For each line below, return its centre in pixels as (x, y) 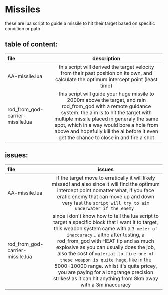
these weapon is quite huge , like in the (106, 260)
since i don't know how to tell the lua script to (106, 216)
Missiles (23, 9)
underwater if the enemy (104, 208)
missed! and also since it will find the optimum (106, 184)
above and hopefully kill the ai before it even (106, 131)
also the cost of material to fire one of (106, 253)
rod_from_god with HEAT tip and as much (106, 241)
